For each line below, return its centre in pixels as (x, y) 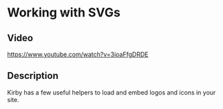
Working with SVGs (64, 13)
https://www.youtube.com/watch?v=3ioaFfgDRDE (78, 54)
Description (33, 76)
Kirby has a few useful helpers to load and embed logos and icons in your (111, 92)
